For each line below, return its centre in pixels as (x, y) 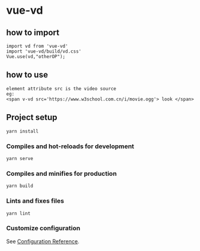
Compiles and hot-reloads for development (70, 146)
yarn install (22, 131)
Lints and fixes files (35, 201)
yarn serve (20, 158)
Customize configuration (43, 228)
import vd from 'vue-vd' (37, 46)
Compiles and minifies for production (61, 173)
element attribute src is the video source (61, 88)
